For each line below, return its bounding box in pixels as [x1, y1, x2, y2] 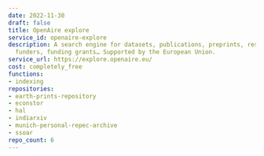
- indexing [8, 77, 44, 85]
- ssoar [8, 128, 34, 136]
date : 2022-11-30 [8, 11, 65, 20]
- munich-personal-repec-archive [8, 121, 118, 129]
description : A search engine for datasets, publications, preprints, [8, 41, 244, 49]
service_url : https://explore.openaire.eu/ [8, 56, 153, 64]
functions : [8, 70, 44, 78]
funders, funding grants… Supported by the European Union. [15, 48, 216, 56]
